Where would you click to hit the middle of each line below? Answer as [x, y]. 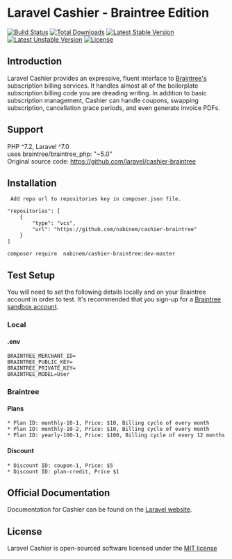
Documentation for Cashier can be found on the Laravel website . [100, 510]
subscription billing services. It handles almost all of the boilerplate [103, 86]
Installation [32, 183]
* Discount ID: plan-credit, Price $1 [63, 471]
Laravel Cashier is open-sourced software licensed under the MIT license [112, 549]
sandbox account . [33, 307]
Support [25, 130]
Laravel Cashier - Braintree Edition [108, 13]
